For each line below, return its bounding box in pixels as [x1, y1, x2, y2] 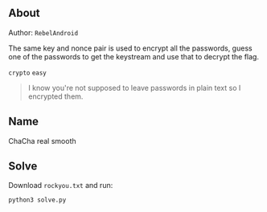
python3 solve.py [8, 196, 67, 204]
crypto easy [8, 68, 47, 77]
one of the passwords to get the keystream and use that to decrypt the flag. [8, 51, 260, 61]
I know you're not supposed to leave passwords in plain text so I [27, 83, 241, 92]
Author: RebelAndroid [8, 27, 79, 37]
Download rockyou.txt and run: [8, 181, 113, 190]
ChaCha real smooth [8, 136, 76, 145]
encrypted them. [27, 92, 84, 101]
